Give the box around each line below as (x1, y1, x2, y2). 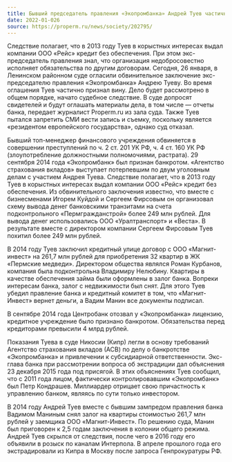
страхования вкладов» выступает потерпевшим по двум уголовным (7, 165, 210, 174)
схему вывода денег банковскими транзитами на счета (7, 202, 172, 211)
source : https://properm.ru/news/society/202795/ (7, 23, 153, 30)
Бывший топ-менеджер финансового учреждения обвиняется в (7, 136, 196, 145)
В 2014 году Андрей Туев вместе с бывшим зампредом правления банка (7, 403, 223, 412)
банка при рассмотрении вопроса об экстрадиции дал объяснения (25, 360, 225, 369)
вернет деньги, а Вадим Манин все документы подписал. (33, 297, 204, 305)
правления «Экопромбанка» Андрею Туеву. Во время (52, 79, 212, 87)
